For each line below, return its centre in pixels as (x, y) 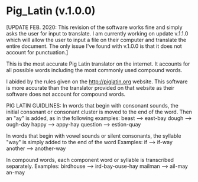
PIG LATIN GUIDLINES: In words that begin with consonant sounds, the (92, 105)
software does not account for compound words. (66, 94)
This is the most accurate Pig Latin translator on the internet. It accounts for (98, 64)
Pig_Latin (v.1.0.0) (51, 11)
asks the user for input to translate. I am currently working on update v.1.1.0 (97, 33)
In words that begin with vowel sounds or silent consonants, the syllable (94, 136)
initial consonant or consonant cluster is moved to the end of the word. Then (99, 112)
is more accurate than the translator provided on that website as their (90, 87)
